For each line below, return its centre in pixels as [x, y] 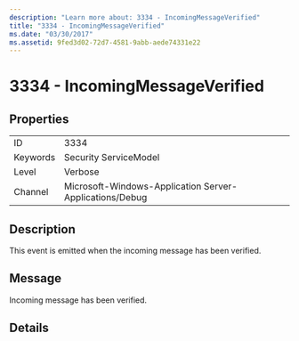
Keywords [35, 158]
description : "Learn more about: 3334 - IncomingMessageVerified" [135, 17]
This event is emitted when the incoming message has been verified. [135, 251]
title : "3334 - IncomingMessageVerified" [87, 26]
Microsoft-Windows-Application [133, 186]
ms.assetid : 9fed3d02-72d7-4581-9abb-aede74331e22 [105, 42]
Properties [39, 119]
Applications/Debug [105, 198]
